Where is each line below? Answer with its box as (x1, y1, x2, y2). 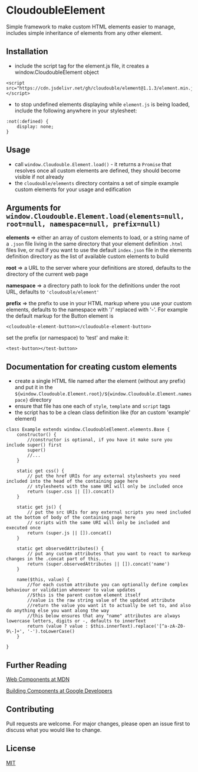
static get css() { (16, 468, 65, 474)
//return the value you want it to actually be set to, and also (27, 603, 192, 609)
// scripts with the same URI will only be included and (27, 520, 170, 526)
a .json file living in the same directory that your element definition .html (6, 240, 183, 247)
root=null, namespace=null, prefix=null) (6, 219, 161, 228)
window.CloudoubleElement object (14, 69, 99, 76)
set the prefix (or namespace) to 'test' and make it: (6, 334, 129, 341)
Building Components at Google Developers (6, 687, 113, 694)
